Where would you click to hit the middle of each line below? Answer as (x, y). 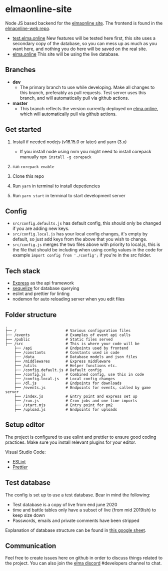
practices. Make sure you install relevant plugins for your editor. (71, 442)
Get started (23, 129)
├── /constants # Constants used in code (67, 353)
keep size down (28, 515)
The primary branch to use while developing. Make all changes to (87, 87)
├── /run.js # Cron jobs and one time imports (76, 401)
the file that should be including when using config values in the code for (87, 250)
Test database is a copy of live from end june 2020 (65, 504)
